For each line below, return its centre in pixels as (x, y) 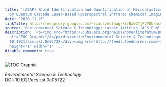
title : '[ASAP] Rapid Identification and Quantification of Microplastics (84, 10)
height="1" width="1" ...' (37, 46)
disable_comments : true (30, 51)
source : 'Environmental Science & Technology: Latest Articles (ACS (77, 28)
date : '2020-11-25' (25, 19)
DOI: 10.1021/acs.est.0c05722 (35, 80)
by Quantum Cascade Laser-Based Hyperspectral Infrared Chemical (78, 14)
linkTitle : (16, 23)
